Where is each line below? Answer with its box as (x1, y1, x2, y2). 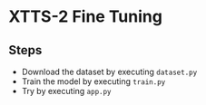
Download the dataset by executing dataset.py (21, 66, 198, 77)
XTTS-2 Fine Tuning (8, 6, 162, 27)
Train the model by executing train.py (21, 76, 166, 87)
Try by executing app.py (21, 86, 112, 96)
